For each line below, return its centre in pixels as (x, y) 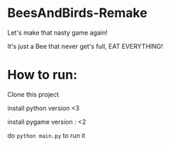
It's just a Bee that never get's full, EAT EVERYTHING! (85, 46)
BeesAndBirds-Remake (77, 13)
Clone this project (33, 94)
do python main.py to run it (46, 135)
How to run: (42, 75)
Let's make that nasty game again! (58, 33)
